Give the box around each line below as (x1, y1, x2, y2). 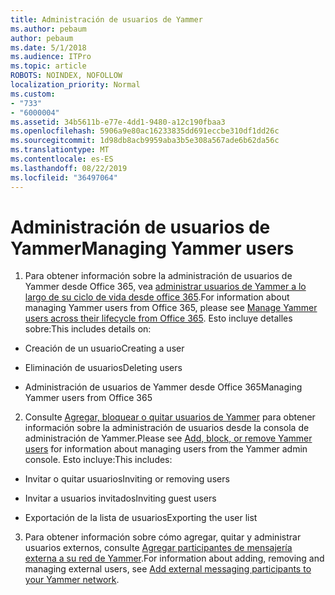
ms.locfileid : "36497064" (10, 172, 118, 183)
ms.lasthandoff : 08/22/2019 (10, 163, 128, 173)
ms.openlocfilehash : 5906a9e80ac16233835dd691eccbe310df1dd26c (10, 126, 280, 136)
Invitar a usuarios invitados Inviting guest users (24, 492, 217, 505)
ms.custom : (10, 89, 56, 99)
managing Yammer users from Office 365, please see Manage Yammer (24, 302, 318, 314)
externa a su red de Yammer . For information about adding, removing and (24, 552, 325, 565)
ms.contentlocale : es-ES (10, 154, 114, 164)
